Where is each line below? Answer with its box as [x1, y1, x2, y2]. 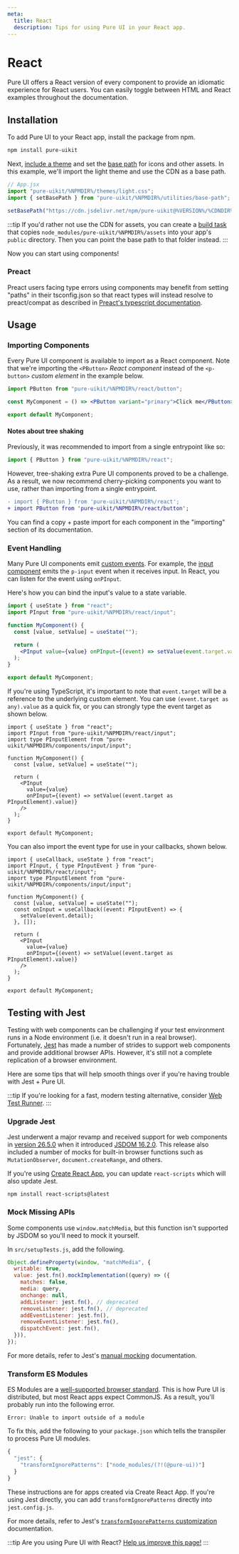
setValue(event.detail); [20, 912, 94, 919]
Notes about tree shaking [7, 426, 84, 435]
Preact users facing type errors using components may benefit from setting [7, 283, 229, 291]
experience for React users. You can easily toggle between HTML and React [7, 86, 231, 94]
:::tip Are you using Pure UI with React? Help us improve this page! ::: [7, 1538, 209, 1546]
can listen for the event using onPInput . [7, 575, 122, 583]
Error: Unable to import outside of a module [7, 1414, 144, 1421]
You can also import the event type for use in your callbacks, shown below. [7, 842, 228, 851]
